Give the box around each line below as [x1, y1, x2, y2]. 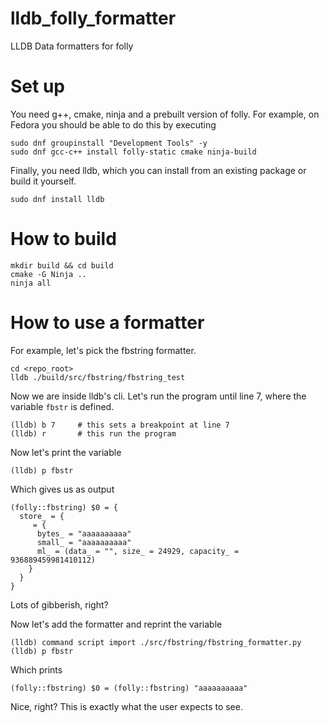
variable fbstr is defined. [10, 400, 115, 412]
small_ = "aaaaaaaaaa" [36, 537, 132, 547]
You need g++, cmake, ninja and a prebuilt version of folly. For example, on [10, 108, 320, 120]
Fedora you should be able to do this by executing [10, 118, 217, 131]
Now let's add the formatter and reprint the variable [10, 618, 223, 630]
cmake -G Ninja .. [10, 269, 87, 279]
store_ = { [19, 511, 65, 521]
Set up [10, 75, 65, 98]
